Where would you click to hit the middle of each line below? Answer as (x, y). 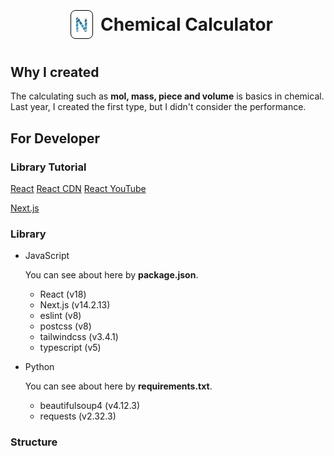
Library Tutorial (48, 167)
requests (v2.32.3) (78, 416)
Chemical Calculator (186, 24)
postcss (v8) (65, 326)
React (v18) (63, 294)
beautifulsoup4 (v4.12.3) (90, 406)
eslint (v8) (60, 316)
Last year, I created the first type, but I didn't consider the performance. (158, 107)
